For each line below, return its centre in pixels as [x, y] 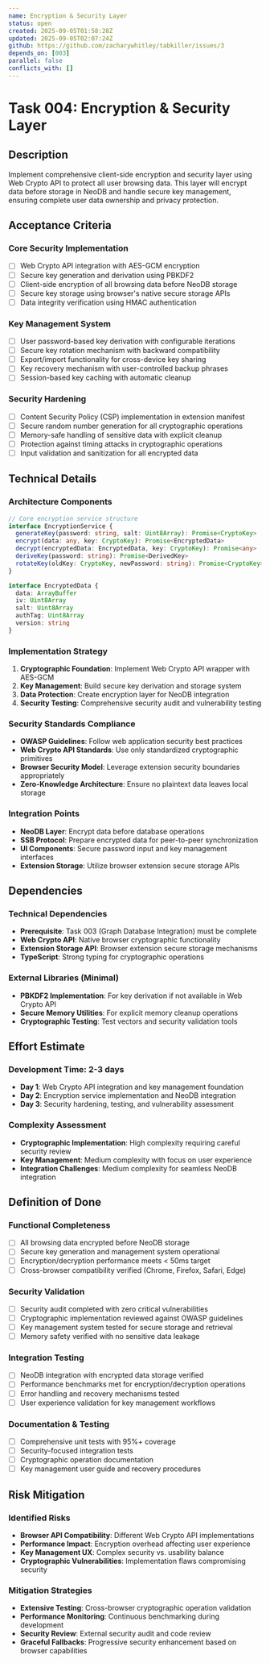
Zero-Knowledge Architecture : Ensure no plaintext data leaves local [134, 784]
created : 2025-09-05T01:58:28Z [61, 31]
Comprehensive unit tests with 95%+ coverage [98, 1441]
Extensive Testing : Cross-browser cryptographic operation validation [135, 1608]
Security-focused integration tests [77, 1451]
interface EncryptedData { [53, 585]
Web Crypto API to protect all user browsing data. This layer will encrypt [128, 183]
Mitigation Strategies [50, 1590]
